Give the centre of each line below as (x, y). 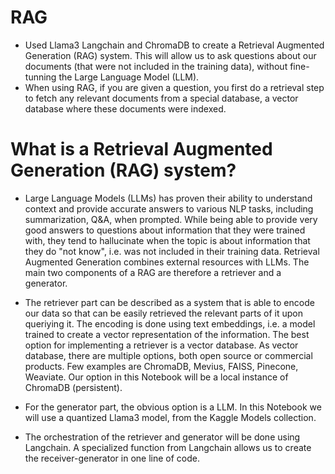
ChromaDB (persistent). (73, 387)
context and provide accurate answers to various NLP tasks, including (169, 208)
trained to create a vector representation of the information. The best (167, 334)
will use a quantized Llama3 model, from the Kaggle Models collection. (170, 417)
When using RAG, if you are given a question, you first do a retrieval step (174, 87)
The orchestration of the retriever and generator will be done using (162, 437)
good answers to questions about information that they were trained (165, 230)
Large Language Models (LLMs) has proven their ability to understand (168, 198)
